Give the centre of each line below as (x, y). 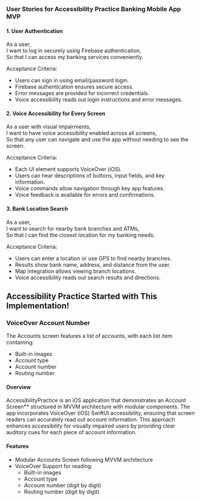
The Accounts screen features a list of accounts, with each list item (89, 336)
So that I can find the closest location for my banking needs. (80, 235)
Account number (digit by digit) (62, 485)
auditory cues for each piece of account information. (71, 432)
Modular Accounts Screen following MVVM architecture (84, 459)
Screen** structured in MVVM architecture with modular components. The (98, 407)
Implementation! (38, 306)
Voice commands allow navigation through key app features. (90, 188)
